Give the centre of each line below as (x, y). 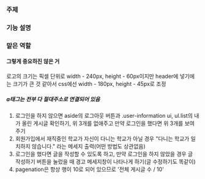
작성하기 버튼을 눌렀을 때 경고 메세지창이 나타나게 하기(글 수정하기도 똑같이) (105, 161)
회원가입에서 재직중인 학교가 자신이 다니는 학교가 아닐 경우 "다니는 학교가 (102, 139)
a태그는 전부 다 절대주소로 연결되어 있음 (53, 99)
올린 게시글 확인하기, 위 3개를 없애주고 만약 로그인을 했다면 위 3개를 (102, 123)
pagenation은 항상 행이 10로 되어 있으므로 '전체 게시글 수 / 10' (89, 169)
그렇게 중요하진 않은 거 (33, 61)
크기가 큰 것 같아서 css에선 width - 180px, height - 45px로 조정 (89, 83)
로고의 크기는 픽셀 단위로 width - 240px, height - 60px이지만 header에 (92, 76)
